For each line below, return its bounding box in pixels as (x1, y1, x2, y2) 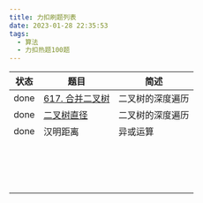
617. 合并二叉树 (43, 93, 110, 105)
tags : (9, 29, 29, 38)
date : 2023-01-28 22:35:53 (9, 21, 109, 30)
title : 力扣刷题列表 (9, 12, 77, 22)
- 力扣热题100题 (17, 46, 71, 55)
